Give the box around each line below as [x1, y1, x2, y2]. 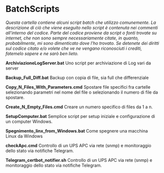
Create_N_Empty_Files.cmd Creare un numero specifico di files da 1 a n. [5, 104, 153, 110]
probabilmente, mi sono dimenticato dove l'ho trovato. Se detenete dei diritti [5, 40, 160, 46]
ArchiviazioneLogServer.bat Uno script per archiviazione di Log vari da [5, 60, 151, 66]
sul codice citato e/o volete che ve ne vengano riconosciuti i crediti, [5, 45, 142, 51]
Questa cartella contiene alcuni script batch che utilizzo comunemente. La [5, 19, 156, 25]
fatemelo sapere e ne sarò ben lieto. [5, 50, 79, 57]
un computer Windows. [5, 118, 53, 124]
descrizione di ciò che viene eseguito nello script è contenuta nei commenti [5, 24, 158, 30]
